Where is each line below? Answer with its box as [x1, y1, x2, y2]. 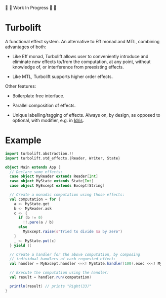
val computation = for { [9, 197, 61, 202]
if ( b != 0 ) [18, 215, 43, 221]
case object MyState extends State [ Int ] [9, 179, 94, 184]
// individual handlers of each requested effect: [9, 256, 116, 262]
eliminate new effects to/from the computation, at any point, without [12, 59, 151, 65]
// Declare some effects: [9, 169, 63, 174]
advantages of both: [5, 44, 46, 50]
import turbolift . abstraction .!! [5, 151, 74, 156]
